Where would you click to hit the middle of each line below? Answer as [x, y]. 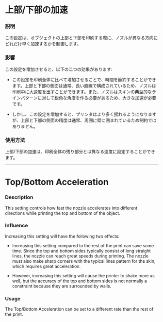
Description [19, 197]
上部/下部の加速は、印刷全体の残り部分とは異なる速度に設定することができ [80, 152]
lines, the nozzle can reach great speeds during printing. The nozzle [80, 256]
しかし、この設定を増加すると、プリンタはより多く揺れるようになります [84, 114]
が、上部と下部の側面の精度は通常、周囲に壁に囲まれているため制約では [84, 120]
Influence [16, 225]
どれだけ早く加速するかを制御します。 [43, 44]
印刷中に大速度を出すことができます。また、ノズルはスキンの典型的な [82, 92]
